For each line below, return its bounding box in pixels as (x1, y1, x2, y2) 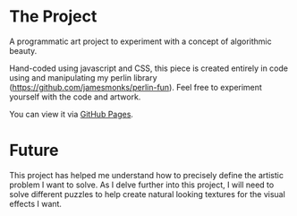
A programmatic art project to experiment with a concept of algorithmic (9, 36, 272, 47)
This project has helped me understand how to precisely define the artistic (9, 169, 284, 180)
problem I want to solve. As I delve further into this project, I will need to (9, 179, 275, 190)
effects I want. (9, 198, 63, 209)
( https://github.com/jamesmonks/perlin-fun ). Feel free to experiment (9, 82, 262, 92)
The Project (9, 6, 98, 27)
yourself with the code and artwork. (9, 91, 141, 102)
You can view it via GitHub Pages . (9, 108, 134, 119)
